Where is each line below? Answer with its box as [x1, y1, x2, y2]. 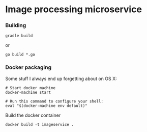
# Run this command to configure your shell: [5, 98, 103, 104]
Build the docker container [5, 112, 61, 118]
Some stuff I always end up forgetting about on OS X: [5, 75, 117, 82]
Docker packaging [5, 64, 52, 71]
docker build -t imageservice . [5, 122, 74, 127]
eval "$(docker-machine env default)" [5, 103, 87, 108]
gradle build [5, 33, 33, 39]
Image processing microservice [5, 4, 142, 15]
